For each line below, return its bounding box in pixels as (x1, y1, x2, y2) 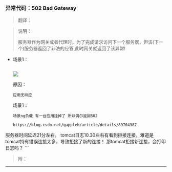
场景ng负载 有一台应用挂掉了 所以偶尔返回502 (12, 113, 98, 119)
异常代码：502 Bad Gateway (5, 4, 77, 11)
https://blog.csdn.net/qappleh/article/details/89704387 (12, 122, 137, 128)
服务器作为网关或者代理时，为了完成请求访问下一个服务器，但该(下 (17, 39, 159, 45)
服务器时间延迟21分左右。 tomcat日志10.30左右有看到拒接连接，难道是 (5, 132, 154, 138)
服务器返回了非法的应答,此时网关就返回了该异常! (24, 45, 125, 52)
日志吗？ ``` (5, 145, 29, 151)
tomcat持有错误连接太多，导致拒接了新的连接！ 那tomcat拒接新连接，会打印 (5, 139, 166, 145)
